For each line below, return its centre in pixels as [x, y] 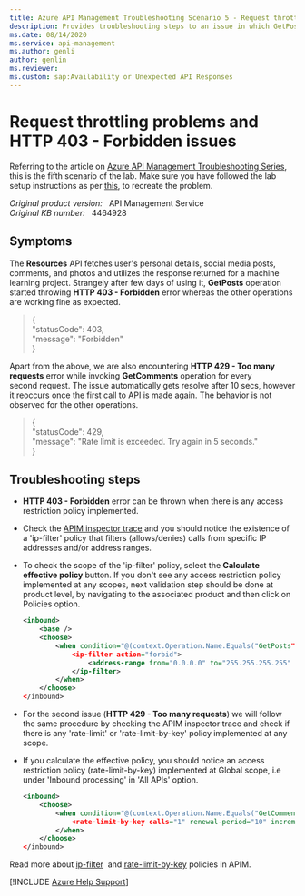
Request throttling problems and [134, 121]
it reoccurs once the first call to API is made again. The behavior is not [141, 395]
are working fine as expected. [65, 301]
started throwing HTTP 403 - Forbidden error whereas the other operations [151, 292]
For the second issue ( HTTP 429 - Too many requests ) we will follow [152, 714]
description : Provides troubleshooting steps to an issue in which [140, 26]
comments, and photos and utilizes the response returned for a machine [144, 272]
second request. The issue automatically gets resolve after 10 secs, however [152, 385]
